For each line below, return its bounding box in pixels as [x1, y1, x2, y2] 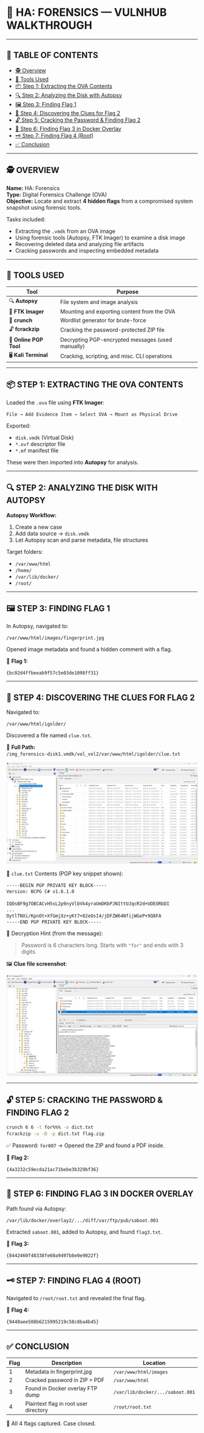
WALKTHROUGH [6, 18, 92, 32]
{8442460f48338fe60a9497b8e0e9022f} [6, 1252, 99, 1259]
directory [25, 1406, 49, 1414]
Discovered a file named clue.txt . [6, 732, 92, 739]
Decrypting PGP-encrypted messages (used [59, 336, 172, 344]
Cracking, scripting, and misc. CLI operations [59, 352, 172, 359]
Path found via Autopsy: [6, 1205, 67, 1212]
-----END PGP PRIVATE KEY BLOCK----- [6, 919, 102, 925]
